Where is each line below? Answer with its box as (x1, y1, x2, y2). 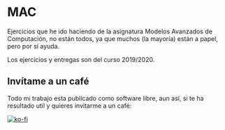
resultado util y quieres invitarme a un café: (7, 101, 132, 110)
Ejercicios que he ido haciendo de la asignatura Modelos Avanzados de (7, 27, 213, 35)
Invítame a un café (7, 76, 89, 88)
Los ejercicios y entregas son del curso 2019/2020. (7, 55, 155, 63)
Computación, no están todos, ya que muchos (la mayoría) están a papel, (7, 34, 219, 42)
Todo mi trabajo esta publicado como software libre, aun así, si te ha (7, 94, 204, 102)
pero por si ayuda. (7, 42, 60, 50)
